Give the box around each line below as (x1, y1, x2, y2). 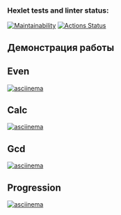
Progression (7, 181, 61, 193)
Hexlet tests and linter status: (7, 6, 109, 15)
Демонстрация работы (7, 41, 115, 54)
